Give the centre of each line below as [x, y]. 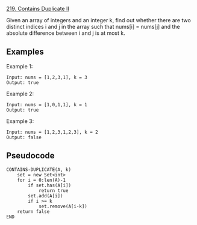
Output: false [24, 137]
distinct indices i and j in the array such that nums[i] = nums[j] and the [93, 27]
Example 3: [20, 121]
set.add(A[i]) [45, 196]
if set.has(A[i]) [49, 185]
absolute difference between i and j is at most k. [66, 33]
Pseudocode [31, 156]
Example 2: [20, 94]
